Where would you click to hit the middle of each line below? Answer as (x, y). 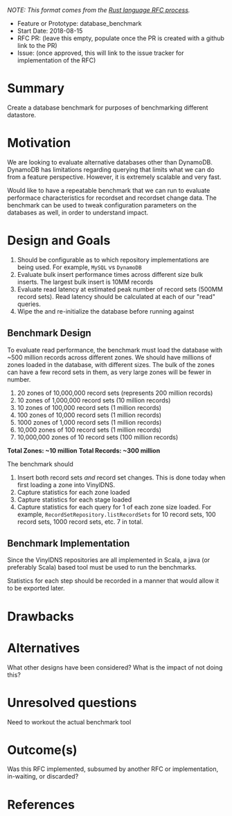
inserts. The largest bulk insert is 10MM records (85, 282)
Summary (36, 88)
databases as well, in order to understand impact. (78, 212)
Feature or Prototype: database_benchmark (79, 23)
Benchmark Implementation (69, 544)
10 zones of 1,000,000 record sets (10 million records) (94, 400)
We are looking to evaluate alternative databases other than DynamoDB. (110, 162)
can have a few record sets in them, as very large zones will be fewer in (109, 372)
